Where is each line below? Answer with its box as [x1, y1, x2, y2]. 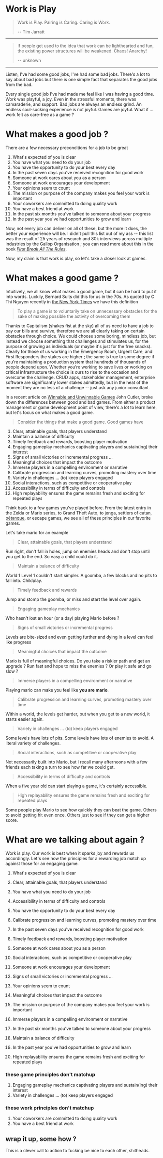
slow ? [5, 668, 18, 674]
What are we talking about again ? [5, 834, 145, 845]
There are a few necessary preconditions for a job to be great [5, 145, 128, 150]
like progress [5, 639, 31, 645]
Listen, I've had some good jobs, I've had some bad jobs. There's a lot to [5, 71, 150, 77]
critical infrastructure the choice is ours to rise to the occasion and [5, 369, 138, 375]
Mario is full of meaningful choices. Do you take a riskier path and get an [5, 658, 150, 663]
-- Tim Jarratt [17, 29, 45, 34]
